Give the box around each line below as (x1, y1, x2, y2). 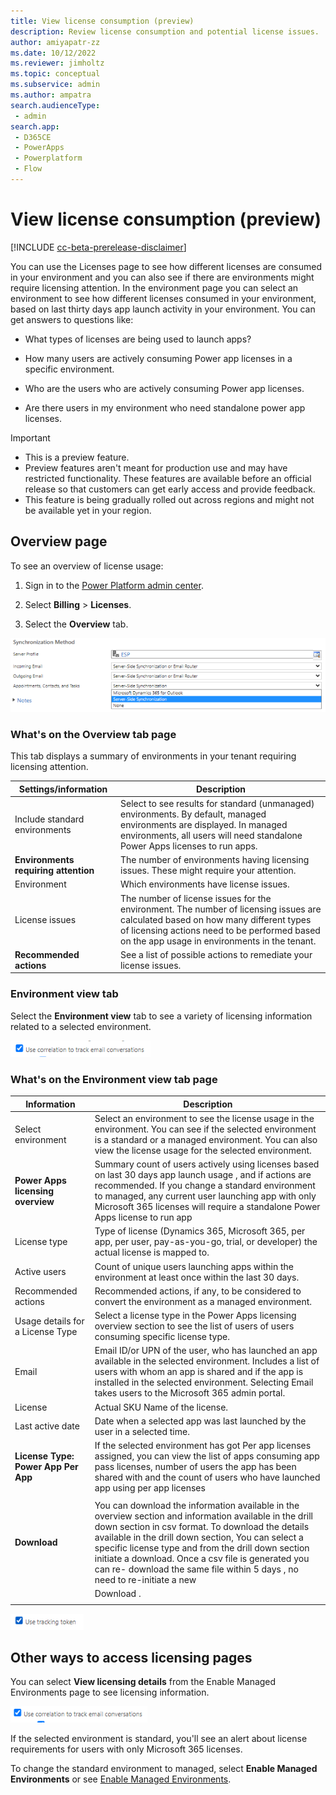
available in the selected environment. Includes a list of (94, 1355, 320, 1367)
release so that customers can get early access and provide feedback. (24, 483, 316, 495)
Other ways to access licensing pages (10, 1649, 253, 1666)
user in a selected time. (94, 1425, 190, 1437)
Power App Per (14, 1461, 79, 1473)
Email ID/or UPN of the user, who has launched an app (94, 1345, 318, 1357)
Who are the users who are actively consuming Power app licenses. (24, 382, 305, 394)
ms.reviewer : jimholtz (10, 58, 105, 69)
